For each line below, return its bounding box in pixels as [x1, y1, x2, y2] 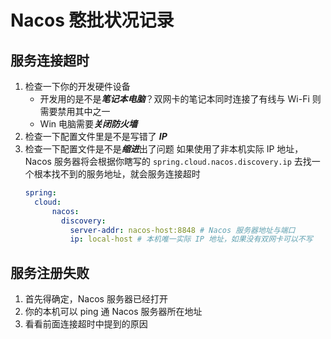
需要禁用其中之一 [39, 106, 111, 117]
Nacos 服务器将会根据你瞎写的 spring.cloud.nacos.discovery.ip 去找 [24, 156, 312, 167]
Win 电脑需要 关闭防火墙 [39, 118, 138, 130]
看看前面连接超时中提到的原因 [24, 318, 148, 330]
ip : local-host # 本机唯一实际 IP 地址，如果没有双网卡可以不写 [69, 234, 313, 245]
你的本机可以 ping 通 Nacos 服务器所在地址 [24, 306, 203, 318]
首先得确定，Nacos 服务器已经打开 [24, 293, 168, 305]
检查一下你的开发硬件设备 [24, 81, 131, 92]
